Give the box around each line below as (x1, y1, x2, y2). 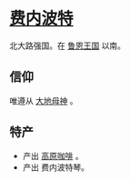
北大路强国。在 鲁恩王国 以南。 (9, 40, 125, 51)
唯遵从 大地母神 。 (9, 95, 78, 106)
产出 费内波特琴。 (22, 161, 89, 173)
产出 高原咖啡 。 (22, 150, 84, 161)
